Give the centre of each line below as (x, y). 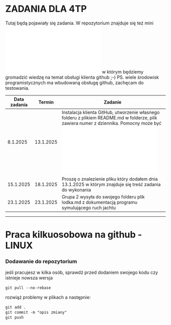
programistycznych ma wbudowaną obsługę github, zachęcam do (75, 83)
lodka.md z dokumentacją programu (99, 203)
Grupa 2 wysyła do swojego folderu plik (103, 197)
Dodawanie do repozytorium (41, 261)
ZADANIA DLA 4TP (46, 9)
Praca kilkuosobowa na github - (74, 234)
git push (15, 318)
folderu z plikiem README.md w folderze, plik (109, 117)
